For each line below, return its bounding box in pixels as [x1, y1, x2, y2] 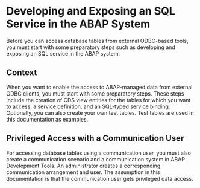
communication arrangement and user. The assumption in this [6, 168, 160, 176]
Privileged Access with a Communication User [6, 133, 184, 143]
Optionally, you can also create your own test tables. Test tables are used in [6, 109, 194, 116]
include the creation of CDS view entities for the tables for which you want [6, 96, 191, 103]
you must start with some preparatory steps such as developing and [6, 44, 176, 51]
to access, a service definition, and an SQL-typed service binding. [6, 103, 170, 110]
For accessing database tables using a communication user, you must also [6, 149, 192, 157]
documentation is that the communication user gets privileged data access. [6, 175, 194, 182]
